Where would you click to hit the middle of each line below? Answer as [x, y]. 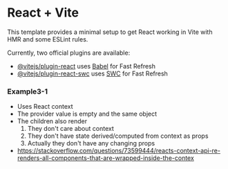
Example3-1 [28, 91]
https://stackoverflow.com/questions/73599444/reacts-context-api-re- [119, 151]
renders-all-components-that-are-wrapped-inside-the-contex [106, 158]
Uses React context [45, 107]
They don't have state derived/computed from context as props [118, 136]
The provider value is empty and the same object [87, 114]
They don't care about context [70, 129]
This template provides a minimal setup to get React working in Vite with [110, 32]
